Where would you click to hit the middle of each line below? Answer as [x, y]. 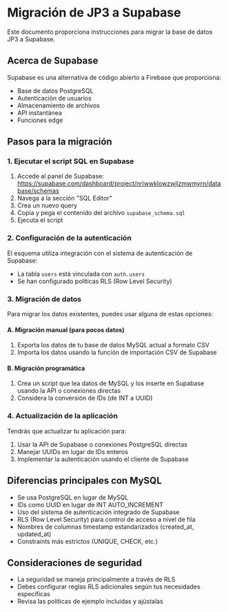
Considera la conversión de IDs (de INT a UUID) [85, 398]
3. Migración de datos [44, 299]
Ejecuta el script [40, 220]
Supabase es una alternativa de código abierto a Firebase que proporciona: [114, 77]
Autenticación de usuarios [54, 98]
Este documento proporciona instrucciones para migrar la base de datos [110, 32]
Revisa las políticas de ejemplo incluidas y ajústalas [90, 602]
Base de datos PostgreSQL [55, 90]
